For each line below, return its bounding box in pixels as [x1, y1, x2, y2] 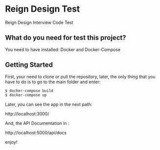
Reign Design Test [5, 3, 80, 15]
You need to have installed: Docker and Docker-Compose [5, 46, 121, 52]
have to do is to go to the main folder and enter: [5, 79, 101, 85]
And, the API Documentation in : [5, 120, 69, 126]
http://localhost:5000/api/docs [5, 130, 67, 136]
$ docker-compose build [5, 88, 54, 93]
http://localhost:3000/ [5, 111, 50, 117]
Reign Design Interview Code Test [5, 19, 74, 25]
